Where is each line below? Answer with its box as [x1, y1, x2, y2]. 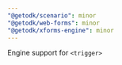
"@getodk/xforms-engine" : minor [7, 26, 114, 34]
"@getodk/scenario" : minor [7, 11, 97, 20]
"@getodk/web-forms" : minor [7, 19, 101, 27]
